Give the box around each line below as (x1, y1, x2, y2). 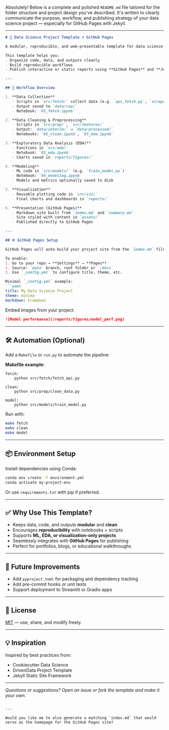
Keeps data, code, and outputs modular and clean (12, 522, 117, 528)
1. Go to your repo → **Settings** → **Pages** (5, 261, 107, 266)
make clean (5, 425, 28, 431)
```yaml (5, 284, 22, 289)
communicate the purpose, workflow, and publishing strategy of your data (5, 15, 159, 21)
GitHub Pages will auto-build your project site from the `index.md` (5, 247, 154, 252)
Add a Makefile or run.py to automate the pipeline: (5, 352, 110, 358)
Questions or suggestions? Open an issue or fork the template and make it (5, 687, 160, 693)
